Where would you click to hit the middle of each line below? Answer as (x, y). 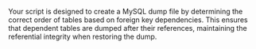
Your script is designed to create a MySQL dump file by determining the (126, 11)
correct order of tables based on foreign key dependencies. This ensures (128, 20)
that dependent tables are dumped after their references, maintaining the (128, 28)
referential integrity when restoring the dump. (83, 36)
